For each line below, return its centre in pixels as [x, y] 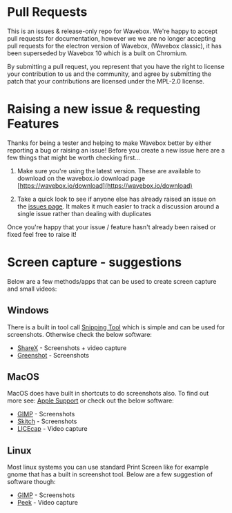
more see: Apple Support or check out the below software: [90, 400]
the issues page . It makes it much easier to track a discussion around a [118, 206]
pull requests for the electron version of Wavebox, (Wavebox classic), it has [115, 46]
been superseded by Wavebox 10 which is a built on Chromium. [97, 53]
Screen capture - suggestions [95, 262]
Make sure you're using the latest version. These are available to [109, 171]
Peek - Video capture [47, 503]
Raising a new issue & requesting [104, 109]
